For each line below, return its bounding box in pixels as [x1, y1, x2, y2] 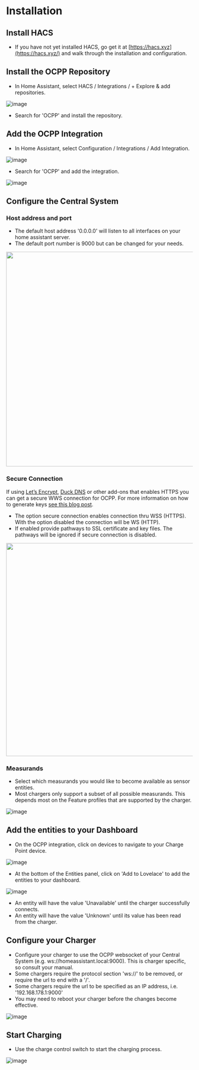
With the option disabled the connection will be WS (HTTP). [14, 518, 161, 525]
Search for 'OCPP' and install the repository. [14, 111, 123, 119]
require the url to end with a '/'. [14, 976, 90, 984]
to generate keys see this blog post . [6, 500, 94, 507]
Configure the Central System [6, 197, 119, 207]
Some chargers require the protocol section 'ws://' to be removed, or [14, 970, 183, 977]
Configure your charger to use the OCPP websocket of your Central [14, 951, 180, 958]
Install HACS [6, 28, 53, 38]
